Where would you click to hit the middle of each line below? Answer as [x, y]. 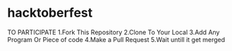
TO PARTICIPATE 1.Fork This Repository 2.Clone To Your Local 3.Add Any [114, 32]
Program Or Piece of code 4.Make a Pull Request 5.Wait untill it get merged [116, 39]
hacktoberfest [50, 13]
